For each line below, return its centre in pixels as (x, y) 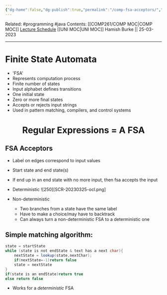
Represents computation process (46, 78)
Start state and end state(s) (40, 170)
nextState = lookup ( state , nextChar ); (53, 256)
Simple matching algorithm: (49, 235)
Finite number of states (36, 84)
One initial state (28, 94)
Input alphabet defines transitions (47, 89)
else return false (24, 279)
